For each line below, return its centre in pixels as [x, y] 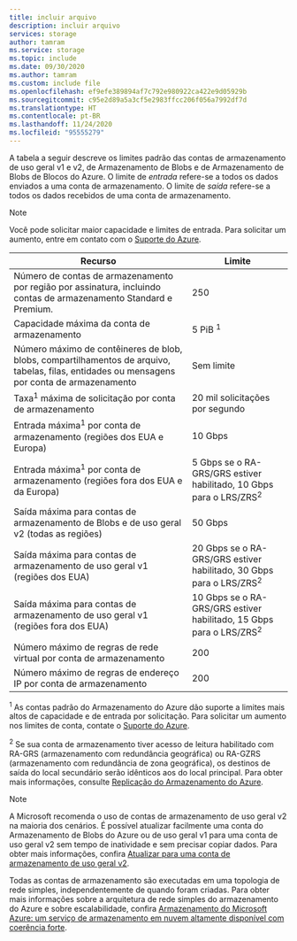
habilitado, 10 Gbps [232, 484]
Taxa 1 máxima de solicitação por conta [95, 397]
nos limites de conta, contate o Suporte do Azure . [99, 726]
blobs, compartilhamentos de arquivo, [92, 359]
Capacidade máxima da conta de [82, 323]
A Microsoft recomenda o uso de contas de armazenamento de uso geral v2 [148, 816]
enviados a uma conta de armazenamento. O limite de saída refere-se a [140, 186]
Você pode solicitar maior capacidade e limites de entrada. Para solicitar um [148, 229]
